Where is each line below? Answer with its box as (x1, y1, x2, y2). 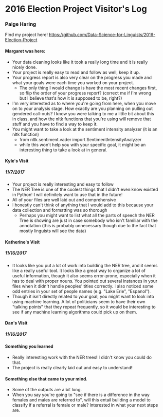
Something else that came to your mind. (5, 376, 88, 381)
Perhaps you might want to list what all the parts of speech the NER (19, 213, 155, 218)
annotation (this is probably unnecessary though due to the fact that (19, 223, 157, 229)
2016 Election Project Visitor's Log (5, 3, 147, 15)
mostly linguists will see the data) (19, 228, 87, 234)
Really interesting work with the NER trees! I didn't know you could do (12, 354, 152, 360)
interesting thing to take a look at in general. (19, 147, 108, 153)
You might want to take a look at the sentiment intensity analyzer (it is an (12, 126, 158, 132)
